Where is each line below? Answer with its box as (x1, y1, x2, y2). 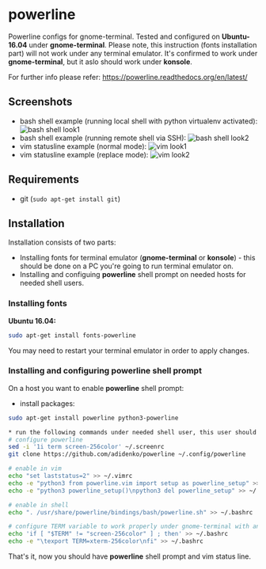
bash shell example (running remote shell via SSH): (19, 133, 187, 142)
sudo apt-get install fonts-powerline (8, 331, 136, 340)
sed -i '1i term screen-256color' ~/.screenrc (8, 443, 165, 451)
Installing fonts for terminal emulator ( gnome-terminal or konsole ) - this (19, 253, 256, 263)
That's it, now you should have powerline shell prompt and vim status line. (8, 552, 252, 561)
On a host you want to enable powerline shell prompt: (8, 383, 184, 393)
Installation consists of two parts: (8, 237, 116, 247)
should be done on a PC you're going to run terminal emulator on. (19, 261, 234, 271)
